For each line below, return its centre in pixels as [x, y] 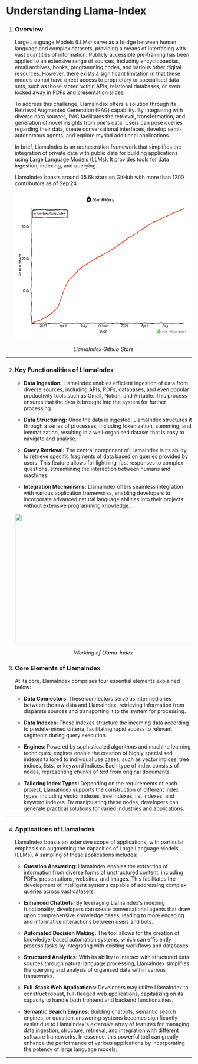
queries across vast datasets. [59, 891]
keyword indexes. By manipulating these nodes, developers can [101, 802]
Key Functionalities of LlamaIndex [64, 370]
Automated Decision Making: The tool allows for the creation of [101, 933]
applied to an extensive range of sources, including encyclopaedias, [98, 61]
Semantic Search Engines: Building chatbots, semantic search [100, 1012]
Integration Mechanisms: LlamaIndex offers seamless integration [103, 486]
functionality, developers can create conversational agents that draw [107, 909]
